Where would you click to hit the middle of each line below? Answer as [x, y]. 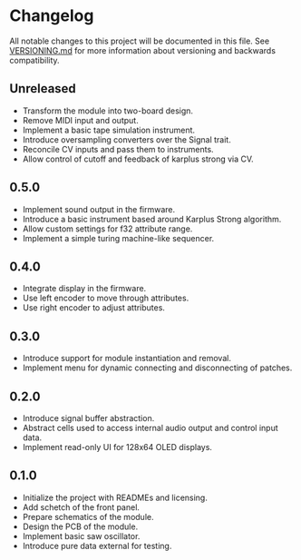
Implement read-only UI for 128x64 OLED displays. [117, 447]
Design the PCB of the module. [80, 526]
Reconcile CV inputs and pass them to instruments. [118, 149]
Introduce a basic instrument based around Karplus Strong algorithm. [152, 219]
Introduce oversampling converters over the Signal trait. [126, 139]
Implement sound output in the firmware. [99, 209]
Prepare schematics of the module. [88, 516]
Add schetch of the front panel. [81, 507]
